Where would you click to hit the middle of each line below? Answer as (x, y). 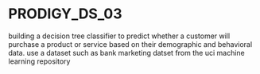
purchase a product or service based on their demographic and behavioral (130, 44)
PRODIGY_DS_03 (65, 14)
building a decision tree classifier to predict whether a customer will (119, 36)
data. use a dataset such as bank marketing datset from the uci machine (126, 53)
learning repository (39, 61)
